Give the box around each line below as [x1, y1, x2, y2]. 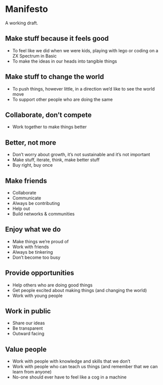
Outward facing [12, 331, 45, 337]
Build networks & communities [12, 211, 75, 217]
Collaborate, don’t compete [5, 110, 92, 119]
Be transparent [12, 325, 43, 331]
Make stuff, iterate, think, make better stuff [12, 157, 100, 163]
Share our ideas [12, 320, 45, 326]
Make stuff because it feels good [5, 34, 109, 43]
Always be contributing [12, 200, 60, 206]
